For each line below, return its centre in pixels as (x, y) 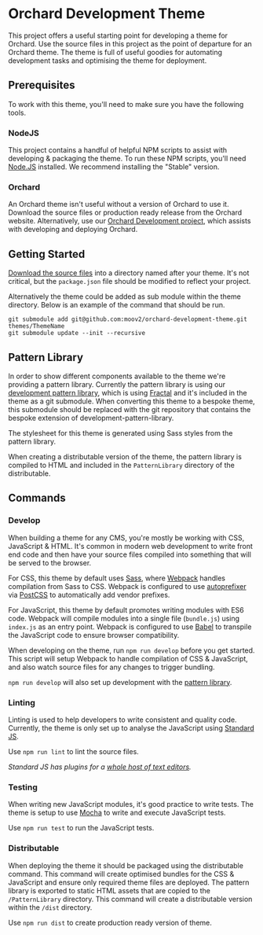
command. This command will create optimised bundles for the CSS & (121, 874)
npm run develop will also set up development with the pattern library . (120, 682)
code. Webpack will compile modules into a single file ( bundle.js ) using (124, 618)
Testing (23, 787)
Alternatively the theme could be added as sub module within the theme (124, 296)
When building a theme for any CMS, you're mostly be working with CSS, (126, 537)
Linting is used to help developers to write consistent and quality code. (122, 720)
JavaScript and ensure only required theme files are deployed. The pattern (129, 882)
